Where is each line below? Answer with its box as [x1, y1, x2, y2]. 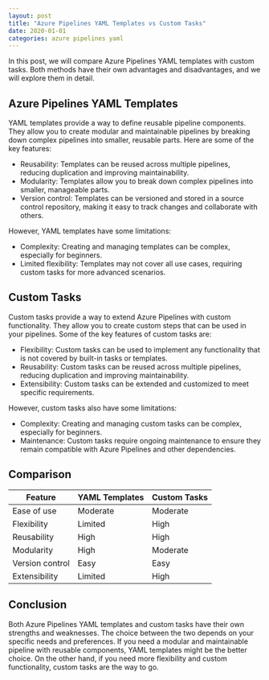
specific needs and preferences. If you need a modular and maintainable [8, 637, 249, 646]
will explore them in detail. [8, 73, 95, 83]
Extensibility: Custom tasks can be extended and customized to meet [19, 379, 249, 389]
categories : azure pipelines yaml [8, 34, 124, 43]
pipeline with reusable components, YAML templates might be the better [8, 645, 247, 654]
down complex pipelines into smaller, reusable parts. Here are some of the [8, 135, 255, 145]
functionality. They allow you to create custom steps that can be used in [8, 320, 247, 330]
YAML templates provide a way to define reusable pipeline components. [8, 118, 247, 128]
